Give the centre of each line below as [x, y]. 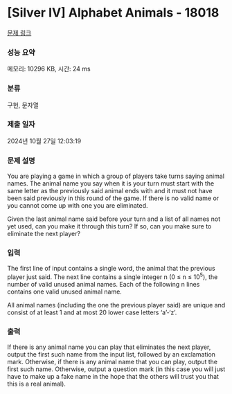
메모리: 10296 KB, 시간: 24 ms [49, 69]
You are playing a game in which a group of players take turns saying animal [116, 176]
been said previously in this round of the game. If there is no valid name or [113, 198]
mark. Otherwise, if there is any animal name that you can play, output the [113, 362]
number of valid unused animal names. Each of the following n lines [104, 285]
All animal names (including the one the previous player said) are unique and [116, 305]
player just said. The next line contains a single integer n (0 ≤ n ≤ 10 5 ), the [113, 276]
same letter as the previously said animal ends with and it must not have [110, 191]
